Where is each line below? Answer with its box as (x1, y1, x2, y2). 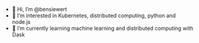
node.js (11, 19, 31, 25)
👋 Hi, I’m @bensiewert (11, 6, 68, 13)
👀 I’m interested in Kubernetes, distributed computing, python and (11, 12, 176, 19)
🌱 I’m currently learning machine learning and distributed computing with (11, 24, 194, 32)
